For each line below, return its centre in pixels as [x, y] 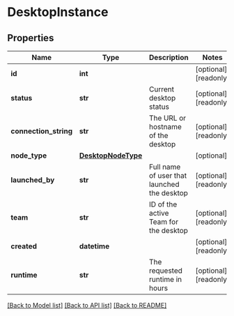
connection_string [42, 131]
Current [161, 89]
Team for [164, 222]
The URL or [167, 118]
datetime [94, 246]
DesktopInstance [58, 12]
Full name [165, 167]
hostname [165, 127]
